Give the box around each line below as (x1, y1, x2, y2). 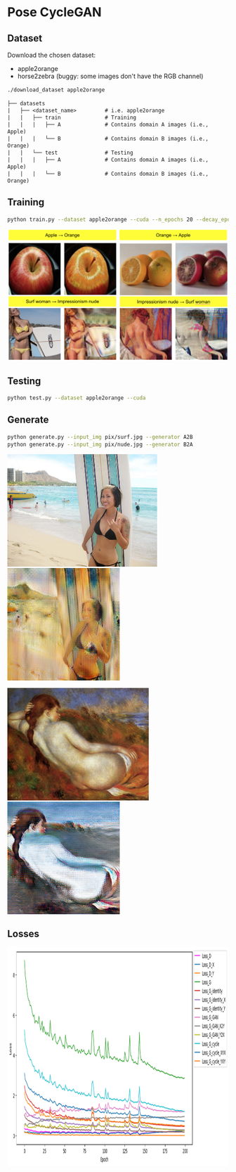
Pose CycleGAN (7, 4, 102, 20)
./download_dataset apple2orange (7, 86, 105, 94)
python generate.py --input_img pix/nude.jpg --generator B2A (7, 441, 193, 448)
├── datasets (7, 100, 46, 107)
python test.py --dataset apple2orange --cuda (7, 394, 146, 401)
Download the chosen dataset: (7, 51, 96, 59)
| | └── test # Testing (7, 149, 133, 156)
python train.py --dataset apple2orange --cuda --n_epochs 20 (7, 216, 193, 223)
